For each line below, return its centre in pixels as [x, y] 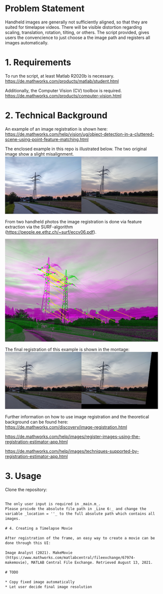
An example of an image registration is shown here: [57, 129]
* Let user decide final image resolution [49, 587]
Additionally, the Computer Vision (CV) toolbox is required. [64, 90]
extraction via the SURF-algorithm [39, 227]
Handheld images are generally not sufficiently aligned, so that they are [76, 22]
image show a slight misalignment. [40, 154]
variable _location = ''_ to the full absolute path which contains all [80, 514]
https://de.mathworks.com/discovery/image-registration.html [66, 427]
